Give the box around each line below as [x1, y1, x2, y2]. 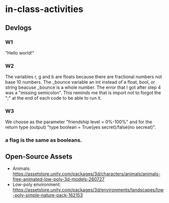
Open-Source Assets [5, 152, 73, 161]
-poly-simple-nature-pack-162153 [12, 192, 83, 198]
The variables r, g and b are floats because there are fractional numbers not [5, 74, 162, 80]
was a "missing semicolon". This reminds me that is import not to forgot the [5, 90, 161, 96]
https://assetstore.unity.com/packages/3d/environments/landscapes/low [12, 187, 164, 193]
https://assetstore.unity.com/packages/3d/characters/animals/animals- [12, 171, 161, 177]
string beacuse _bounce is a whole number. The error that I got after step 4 [5, 84, 161, 91]
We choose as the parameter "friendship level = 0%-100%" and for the [5, 119, 152, 125]
